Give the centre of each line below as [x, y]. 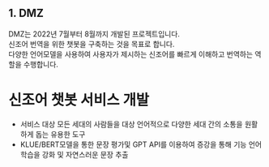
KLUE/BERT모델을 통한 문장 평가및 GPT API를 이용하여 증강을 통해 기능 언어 [141, 144]
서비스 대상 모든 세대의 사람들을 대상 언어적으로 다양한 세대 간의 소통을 [131, 124]
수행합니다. [41, 64]
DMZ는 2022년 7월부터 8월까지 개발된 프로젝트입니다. [94, 34]
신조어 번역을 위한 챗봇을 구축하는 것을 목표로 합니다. [92, 44]
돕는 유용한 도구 [60, 134]
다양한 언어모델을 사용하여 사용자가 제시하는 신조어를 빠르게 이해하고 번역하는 [131, 54]
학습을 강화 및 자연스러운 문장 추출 [74, 154]
